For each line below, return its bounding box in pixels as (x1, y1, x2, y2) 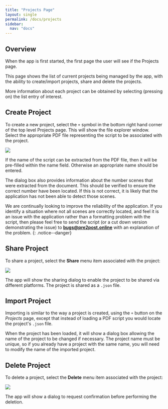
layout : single (5, 12, 37, 17)
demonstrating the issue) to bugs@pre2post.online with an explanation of (5, 224, 159, 230)
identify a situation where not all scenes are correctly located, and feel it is (5, 208, 159, 214)
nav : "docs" (10, 26, 35, 31)
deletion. (5, 399, 24, 405)
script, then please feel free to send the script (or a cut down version (5, 219, 147, 225)
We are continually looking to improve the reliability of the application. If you (5, 203, 162, 209)
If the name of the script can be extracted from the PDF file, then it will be (5, 156, 157, 162)
